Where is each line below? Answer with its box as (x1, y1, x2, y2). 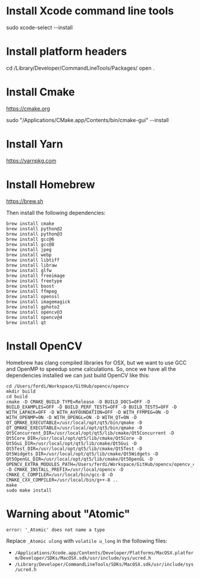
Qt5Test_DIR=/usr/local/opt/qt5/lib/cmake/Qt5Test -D (6, 445, 143, 452)
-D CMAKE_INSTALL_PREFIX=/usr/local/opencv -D (6, 466, 124, 473)
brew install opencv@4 (6, 314, 62, 320)
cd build (6, 393, 28, 399)
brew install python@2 (6, 226, 62, 232)
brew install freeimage (6, 273, 65, 279)
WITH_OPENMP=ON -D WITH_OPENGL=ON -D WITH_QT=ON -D (6, 414, 137, 420)
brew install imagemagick (6, 299, 70, 305)
